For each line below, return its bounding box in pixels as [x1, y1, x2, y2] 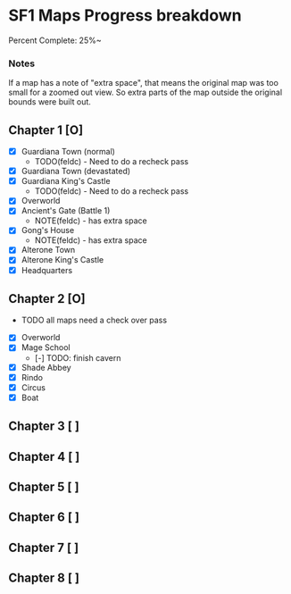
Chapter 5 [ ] [8, 479, 79, 494]
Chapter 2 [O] [8, 291, 86, 306]
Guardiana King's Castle [21, 176, 111, 187]
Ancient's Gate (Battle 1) [21, 205, 111, 216]
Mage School [21, 342, 71, 353]
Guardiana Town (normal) [21, 146, 115, 157]
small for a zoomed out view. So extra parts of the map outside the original [8, 87, 283, 98]
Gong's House [21, 225, 75, 236]
